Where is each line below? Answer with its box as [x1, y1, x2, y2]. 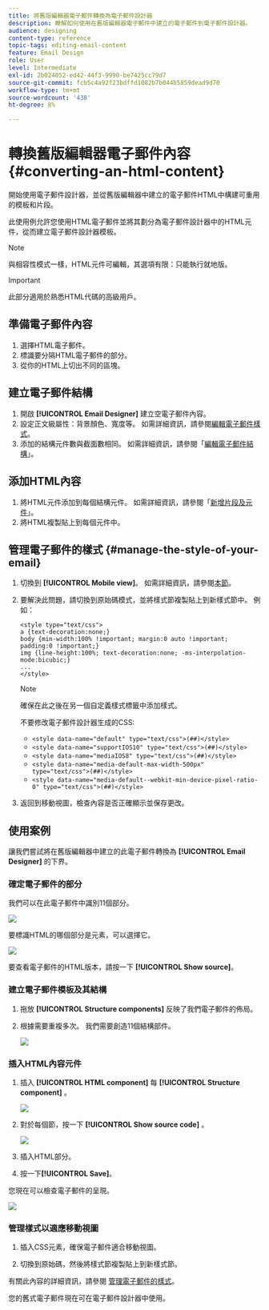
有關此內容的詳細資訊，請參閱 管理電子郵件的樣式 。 [8, 1276, 179, 1286]
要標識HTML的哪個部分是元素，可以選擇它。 [8, 930, 155, 940]
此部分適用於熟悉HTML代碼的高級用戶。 [8, 292, 142, 302]
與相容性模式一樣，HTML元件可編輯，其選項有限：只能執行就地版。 [8, 259, 232, 269]
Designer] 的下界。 [8, 857, 72, 867]
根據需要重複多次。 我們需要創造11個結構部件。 [19, 1021, 176, 1031]
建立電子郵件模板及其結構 [8, 984, 107, 996]
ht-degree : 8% [8, 101, 56, 109]
